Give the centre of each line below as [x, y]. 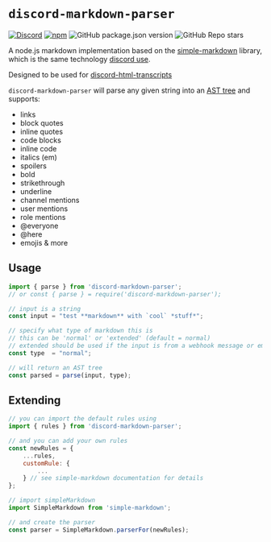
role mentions [43, 217]
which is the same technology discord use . [79, 59]
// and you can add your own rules [68, 441]
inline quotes [41, 131]
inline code [38, 148]
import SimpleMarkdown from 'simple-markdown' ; [90, 508]
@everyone [39, 225]
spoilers [33, 165]
